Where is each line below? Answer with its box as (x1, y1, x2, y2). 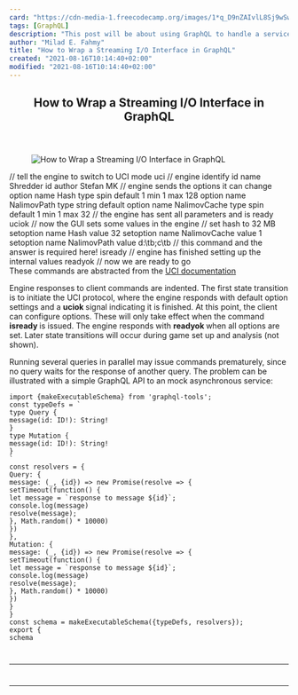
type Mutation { (9, 431, 69, 440)
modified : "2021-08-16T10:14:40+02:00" (9, 63, 157, 72)
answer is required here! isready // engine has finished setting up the (9, 247, 262, 257)
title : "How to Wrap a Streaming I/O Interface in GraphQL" (9, 46, 237, 55)
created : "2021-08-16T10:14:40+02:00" (9, 54, 153, 63)
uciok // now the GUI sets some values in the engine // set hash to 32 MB (9, 218, 277, 229)
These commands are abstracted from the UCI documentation (9, 265, 237, 276)
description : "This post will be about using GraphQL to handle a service (9, 29, 292, 38)
